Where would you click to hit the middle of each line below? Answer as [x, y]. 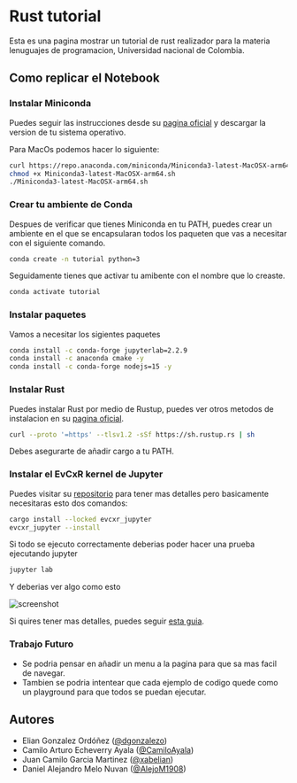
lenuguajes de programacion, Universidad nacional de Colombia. [127, 50]
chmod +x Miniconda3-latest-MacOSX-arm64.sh [92, 174]
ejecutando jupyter [43, 554]
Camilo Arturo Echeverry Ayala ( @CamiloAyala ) [108, 750]
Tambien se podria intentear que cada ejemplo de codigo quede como [150, 682]
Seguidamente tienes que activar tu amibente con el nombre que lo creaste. [147, 275]
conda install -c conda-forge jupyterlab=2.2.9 [99, 350]
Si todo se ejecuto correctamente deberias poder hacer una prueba [132, 544]
